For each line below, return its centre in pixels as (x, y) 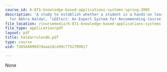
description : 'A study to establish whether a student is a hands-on (79, 14)
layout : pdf (17, 33)
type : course (19, 42)
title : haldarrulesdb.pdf (32, 38)
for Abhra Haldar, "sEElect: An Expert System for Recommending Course (85, 19)
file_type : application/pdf (34, 28)
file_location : (21, 24)
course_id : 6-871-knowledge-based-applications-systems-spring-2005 (78, 10)
